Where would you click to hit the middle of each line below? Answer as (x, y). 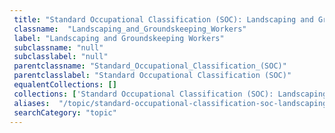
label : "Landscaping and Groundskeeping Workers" (119, 38)
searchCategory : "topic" (65, 112)
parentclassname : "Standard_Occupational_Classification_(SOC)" (150, 66)
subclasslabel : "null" (61, 57)
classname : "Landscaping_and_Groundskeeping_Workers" (130, 29)
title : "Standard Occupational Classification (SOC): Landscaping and (163, 19)
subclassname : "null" (58, 47)
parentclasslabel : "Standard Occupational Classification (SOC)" (152, 76)
